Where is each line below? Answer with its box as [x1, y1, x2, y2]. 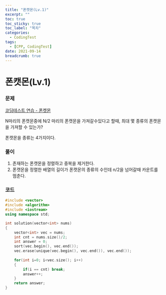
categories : [5, 30, 30, 35]
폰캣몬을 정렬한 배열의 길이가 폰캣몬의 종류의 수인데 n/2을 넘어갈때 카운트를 [12, 167, 159, 173]
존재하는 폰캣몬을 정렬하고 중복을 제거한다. [12, 161, 95, 167]
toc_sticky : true [5, 21, 41, 26]
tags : [5, 40, 16, 45]
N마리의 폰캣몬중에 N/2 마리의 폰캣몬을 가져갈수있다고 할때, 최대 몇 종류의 [5, 118, 148, 124]
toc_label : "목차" [5, 26, 41, 31]
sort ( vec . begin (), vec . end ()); [14, 244, 79, 249]
